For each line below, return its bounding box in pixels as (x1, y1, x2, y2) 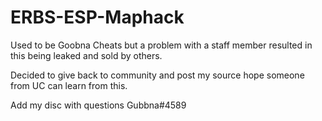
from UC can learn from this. (10, 79, 128, 91)
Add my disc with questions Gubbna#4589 (10, 99, 187, 111)
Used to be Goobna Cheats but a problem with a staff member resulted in (10, 39, 313, 51)
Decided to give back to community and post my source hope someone (10, 69, 305, 81)
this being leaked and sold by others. (10, 49, 163, 61)
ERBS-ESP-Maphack (10, 6, 185, 29)
